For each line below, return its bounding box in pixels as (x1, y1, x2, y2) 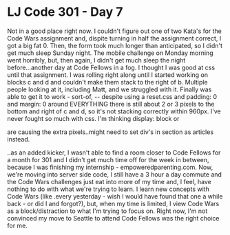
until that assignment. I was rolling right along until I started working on (7, 70, 209, 79)
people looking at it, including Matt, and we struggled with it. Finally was (7, 85, 212, 93)
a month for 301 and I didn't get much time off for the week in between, (7, 155, 209, 164)
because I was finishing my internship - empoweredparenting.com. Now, (7, 163, 213, 171)
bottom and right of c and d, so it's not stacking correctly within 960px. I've (7, 107, 222, 115)
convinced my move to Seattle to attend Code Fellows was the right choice (7, 214, 220, 222)
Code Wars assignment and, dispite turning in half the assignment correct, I (7, 34, 222, 42)
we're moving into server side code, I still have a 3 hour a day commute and (7, 170, 222, 179)
